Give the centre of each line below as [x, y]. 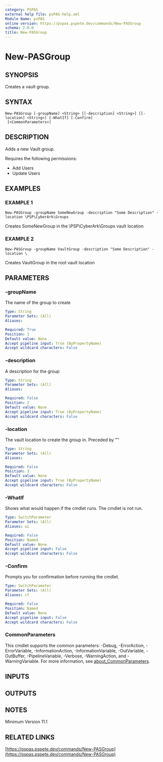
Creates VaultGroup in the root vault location [50, 262]
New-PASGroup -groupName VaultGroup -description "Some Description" [78, 249]
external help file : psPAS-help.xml [42, 14]
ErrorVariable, [19, 650]
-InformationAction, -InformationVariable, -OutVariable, [90, 650]
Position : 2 [17, 403]
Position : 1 [17, 334]
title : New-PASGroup [26, 32]
